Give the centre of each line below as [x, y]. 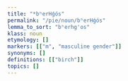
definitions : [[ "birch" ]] [45, 60]
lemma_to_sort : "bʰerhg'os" [49, 27]
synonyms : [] [27, 54]
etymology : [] [28, 40]
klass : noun [25, 33]
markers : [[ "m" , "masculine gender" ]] [64, 46]
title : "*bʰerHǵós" [36, 14]
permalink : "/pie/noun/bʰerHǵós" [57, 20]
